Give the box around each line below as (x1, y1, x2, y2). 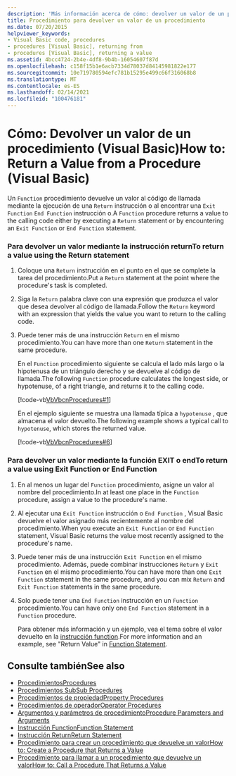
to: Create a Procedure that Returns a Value (17, 746, 144, 754)
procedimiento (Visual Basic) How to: (7, 141, 226, 157)
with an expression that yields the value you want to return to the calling (17, 310, 226, 318)
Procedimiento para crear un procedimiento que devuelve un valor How (17, 739, 223, 747)
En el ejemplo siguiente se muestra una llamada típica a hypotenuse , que (17, 409, 228, 418)
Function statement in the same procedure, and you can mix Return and (17, 575, 225, 583)
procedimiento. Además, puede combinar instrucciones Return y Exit (17, 560, 219, 568)
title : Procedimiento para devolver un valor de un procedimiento (7, 17, 206, 24)
